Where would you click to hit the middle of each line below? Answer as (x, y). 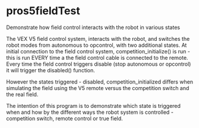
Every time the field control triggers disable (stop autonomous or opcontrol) (99, 64)
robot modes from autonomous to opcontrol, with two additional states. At (97, 45)
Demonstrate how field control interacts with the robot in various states (93, 27)
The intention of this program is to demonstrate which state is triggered (94, 105)
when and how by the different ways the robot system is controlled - (90, 112)
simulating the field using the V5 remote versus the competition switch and (98, 88)
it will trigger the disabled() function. (50, 70)
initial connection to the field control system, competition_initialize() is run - (98, 51)
